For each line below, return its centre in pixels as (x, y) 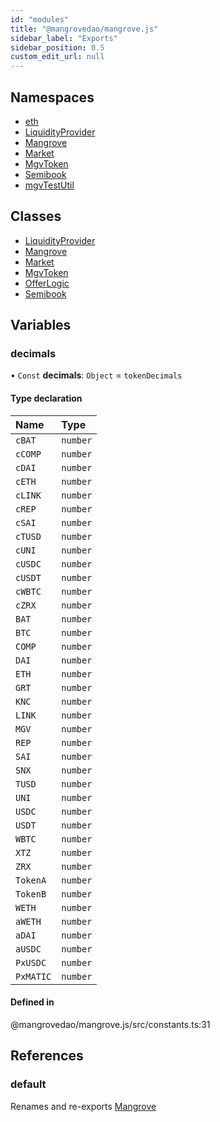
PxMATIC (33, 976)
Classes (36, 216)
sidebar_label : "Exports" (64, 38)
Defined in (32, 1002)
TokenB (31, 894)
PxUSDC (31, 962)
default (28, 1084)
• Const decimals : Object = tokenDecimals (96, 375)
